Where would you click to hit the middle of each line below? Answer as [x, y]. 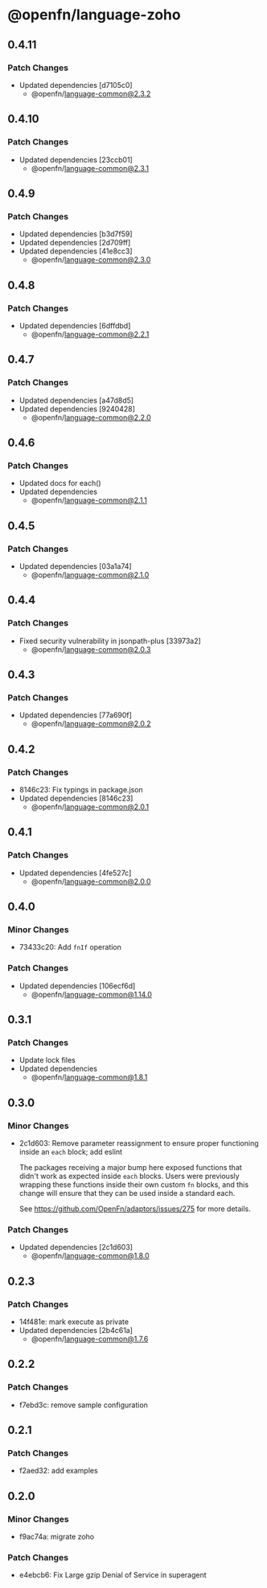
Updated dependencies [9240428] [77, 408]
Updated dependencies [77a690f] [75, 715]
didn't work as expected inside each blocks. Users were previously [129, 1176]
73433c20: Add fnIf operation [70, 947]
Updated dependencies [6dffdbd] [75, 325]
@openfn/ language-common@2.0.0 [91, 881]
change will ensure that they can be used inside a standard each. [127, 1193]
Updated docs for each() [60, 483]
